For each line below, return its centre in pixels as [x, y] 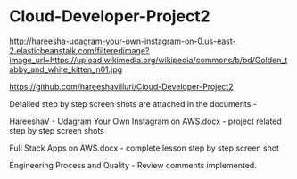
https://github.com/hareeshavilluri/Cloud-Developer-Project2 [121, 86]
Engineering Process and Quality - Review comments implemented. [133, 165]
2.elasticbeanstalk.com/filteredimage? [79, 50]
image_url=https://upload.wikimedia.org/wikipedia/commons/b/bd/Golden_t [148, 60]
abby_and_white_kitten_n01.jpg [66, 69]
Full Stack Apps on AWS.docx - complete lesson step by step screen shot [144, 148]
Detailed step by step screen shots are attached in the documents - [133, 103]
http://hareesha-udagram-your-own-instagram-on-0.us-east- [123, 41]
